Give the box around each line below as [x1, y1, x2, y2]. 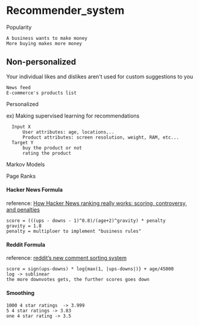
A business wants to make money [6, 35, 87, 41]
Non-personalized [6, 57, 77, 67]
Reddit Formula [6, 241, 45, 248]
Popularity [6, 24, 32, 31]
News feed [6, 84, 31, 90]
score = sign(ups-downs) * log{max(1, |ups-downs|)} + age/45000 [6, 266, 174, 272]
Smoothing [6, 289, 35, 296]
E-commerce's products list [6, 90, 77, 96]
